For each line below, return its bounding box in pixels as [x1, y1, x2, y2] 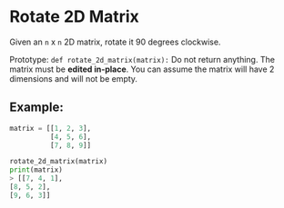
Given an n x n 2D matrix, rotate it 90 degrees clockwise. [9, 36, 221, 47]
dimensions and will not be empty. [9, 73, 138, 84]
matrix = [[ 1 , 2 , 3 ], [9, 124, 92, 133]
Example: [9, 100, 64, 115]
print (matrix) [9, 165, 64, 174]
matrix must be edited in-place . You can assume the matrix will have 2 [9, 64, 275, 74]
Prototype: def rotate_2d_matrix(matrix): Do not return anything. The [9, 54, 276, 64]
